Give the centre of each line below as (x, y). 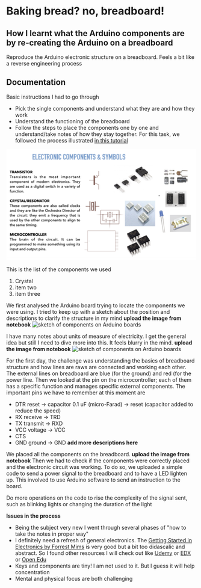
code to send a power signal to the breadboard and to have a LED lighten (97, 473)
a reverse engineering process (44, 63)
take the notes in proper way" (52, 534)
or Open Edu (31, 559)
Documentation (36, 82)
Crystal (24, 281)
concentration (32, 572)
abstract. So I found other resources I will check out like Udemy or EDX (103, 553)
